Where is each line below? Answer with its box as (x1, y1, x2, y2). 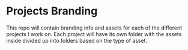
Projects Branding (6, 4, 98, 18)
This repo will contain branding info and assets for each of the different (6, 24, 182, 31)
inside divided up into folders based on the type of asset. (6, 37, 148, 44)
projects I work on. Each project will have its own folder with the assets (6, 30, 182, 37)
